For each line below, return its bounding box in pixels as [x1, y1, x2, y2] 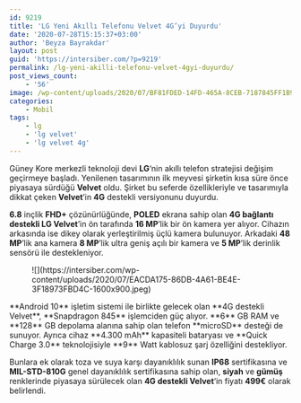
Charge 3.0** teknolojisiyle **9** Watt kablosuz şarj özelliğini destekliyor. [9, 338, 288, 350]
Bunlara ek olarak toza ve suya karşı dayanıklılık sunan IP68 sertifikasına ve [9, 356, 288, 367]
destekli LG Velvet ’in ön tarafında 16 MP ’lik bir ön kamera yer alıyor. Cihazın [9, 218, 289, 229]
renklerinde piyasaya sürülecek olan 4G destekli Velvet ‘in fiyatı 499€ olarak [9, 375, 291, 386]
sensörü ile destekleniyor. [9, 247, 105, 258]
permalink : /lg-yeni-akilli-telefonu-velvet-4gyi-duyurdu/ [9, 64, 235, 73]
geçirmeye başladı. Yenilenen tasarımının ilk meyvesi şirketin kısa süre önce [9, 172, 288, 183]
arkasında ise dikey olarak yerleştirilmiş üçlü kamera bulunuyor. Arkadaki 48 [9, 228, 291, 239]
